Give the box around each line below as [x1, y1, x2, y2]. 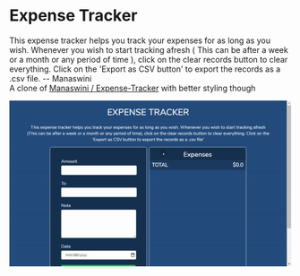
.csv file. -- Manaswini [9, 73, 92, 83]
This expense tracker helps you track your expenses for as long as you [9, 35, 271, 46]
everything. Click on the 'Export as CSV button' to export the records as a [9, 64, 281, 74]
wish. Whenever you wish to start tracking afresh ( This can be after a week [9, 44, 288, 55]
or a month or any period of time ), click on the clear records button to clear [9, 54, 288, 65]
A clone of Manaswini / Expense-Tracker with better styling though [9, 82, 256, 93]
